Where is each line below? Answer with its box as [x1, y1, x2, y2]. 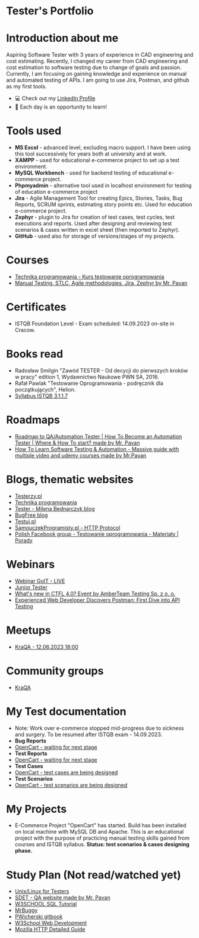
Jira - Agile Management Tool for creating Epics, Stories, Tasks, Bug [14, 195, 183, 202]
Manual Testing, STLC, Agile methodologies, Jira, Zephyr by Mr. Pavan [14, 279, 188, 287]
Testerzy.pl [14, 492, 43, 499]
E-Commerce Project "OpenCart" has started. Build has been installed [14, 822, 187, 829]
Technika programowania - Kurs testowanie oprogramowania [14, 273, 165, 280]
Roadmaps [6, 413, 61, 427]
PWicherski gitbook [14, 913, 63, 920]
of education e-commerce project [14, 188, 98, 195]
